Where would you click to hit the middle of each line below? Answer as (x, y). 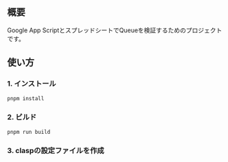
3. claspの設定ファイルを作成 (56, 151)
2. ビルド (22, 117)
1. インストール (32, 84)
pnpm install (26, 98)
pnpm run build (29, 132)
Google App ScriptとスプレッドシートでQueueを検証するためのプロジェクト (115, 30)
